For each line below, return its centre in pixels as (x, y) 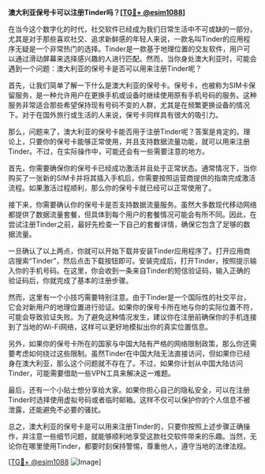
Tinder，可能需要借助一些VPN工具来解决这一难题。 (91, 373)
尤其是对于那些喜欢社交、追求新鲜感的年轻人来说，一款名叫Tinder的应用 (126, 39)
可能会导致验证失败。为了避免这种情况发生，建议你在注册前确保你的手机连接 (132, 317)
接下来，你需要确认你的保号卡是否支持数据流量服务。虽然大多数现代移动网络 (132, 205)
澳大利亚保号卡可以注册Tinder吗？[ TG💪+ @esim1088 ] (97, 12)
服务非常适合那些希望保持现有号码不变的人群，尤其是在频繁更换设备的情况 (129, 105)
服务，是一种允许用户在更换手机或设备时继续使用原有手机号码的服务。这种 (136, 95)
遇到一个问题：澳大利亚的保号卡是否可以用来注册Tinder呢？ (105, 69)
